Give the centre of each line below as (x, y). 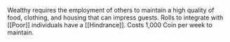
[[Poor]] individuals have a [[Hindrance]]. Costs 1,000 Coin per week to (110, 25)
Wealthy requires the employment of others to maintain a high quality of (111, 10)
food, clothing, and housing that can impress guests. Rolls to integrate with (115, 17)
